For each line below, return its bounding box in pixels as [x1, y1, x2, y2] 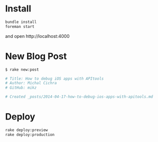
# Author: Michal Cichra [5, 81, 57, 86]
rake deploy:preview [5, 128, 48, 133]
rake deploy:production [5, 132, 55, 137]
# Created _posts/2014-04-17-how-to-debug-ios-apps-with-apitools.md [5, 94, 153, 100]
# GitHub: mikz [5, 85, 37, 90]
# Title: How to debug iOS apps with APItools [5, 76, 104, 81]
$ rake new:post [5, 67, 39, 72]
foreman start [5, 24, 35, 29]
